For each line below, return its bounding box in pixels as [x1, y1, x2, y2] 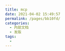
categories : [5, 20, 30, 26]
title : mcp [5, 7, 28, 12]
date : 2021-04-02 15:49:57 [5, 12, 61, 17]
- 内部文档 [9, 25, 29, 30]
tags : [5, 34, 16, 39]
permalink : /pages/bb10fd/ [5, 16, 61, 21]
